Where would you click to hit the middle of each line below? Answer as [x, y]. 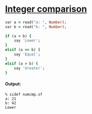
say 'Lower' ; [27, 40]
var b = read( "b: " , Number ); [36, 27]
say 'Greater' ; [29, 68]
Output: [13, 84]
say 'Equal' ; [27, 55]
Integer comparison [46, 9]
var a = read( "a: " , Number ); [36, 22]
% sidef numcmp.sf [24, 94]
